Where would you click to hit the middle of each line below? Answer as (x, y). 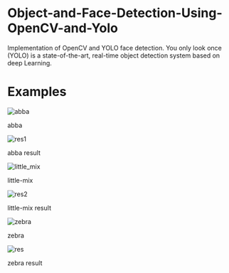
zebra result (25, 263)
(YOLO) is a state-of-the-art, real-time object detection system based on (114, 55)
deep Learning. (30, 63)
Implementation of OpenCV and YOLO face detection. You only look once (114, 48)
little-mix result (30, 208)
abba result (24, 152)
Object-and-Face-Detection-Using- (115, 13)
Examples (37, 92)
